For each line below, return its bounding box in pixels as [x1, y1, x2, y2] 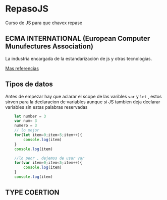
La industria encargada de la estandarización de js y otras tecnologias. [5, 55, 152, 61]
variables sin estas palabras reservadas [5, 104, 88, 110]
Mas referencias [5, 65, 39, 71]
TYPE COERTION [5, 188, 60, 197]
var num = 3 [14, 118, 37, 123]
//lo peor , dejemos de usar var [14, 156, 85, 161]
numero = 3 [14, 123, 37, 128]
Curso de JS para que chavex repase [5, 20, 82, 26]
